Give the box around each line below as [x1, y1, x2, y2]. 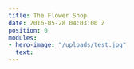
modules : [8, 33, 37, 42]
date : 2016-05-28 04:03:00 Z [8, 19, 105, 27]
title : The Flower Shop [8, 11, 88, 20]
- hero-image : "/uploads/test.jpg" [8, 41, 127, 49]
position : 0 [8, 26, 48, 34]
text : [15, 48, 34, 56]
